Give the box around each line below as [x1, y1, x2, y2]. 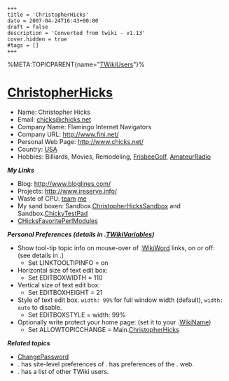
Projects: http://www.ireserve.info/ [17, 187, 118, 195]
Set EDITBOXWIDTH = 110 [27, 273, 103, 282]
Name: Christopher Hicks [17, 108, 91, 116]
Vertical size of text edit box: [17, 280, 100, 289]
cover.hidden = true [7, 36, 68, 43]
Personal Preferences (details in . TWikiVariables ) [7, 230, 155, 238]
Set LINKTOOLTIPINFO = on [27, 258, 109, 267]
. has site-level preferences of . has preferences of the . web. [17, 359, 195, 368]
